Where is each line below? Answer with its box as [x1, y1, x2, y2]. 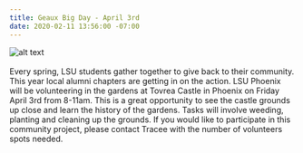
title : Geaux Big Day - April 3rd [9, 13, 141, 23]
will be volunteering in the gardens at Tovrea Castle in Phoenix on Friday [9, 85, 279, 96]
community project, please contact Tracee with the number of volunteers [9, 123, 283, 134]
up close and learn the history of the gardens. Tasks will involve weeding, [9, 104, 284, 115]
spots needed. [9, 133, 64, 144]
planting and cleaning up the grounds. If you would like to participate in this [9, 114, 291, 125]
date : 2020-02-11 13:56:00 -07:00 [9, 22, 141, 31]
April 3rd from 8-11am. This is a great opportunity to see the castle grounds [9, 94, 290, 105]
